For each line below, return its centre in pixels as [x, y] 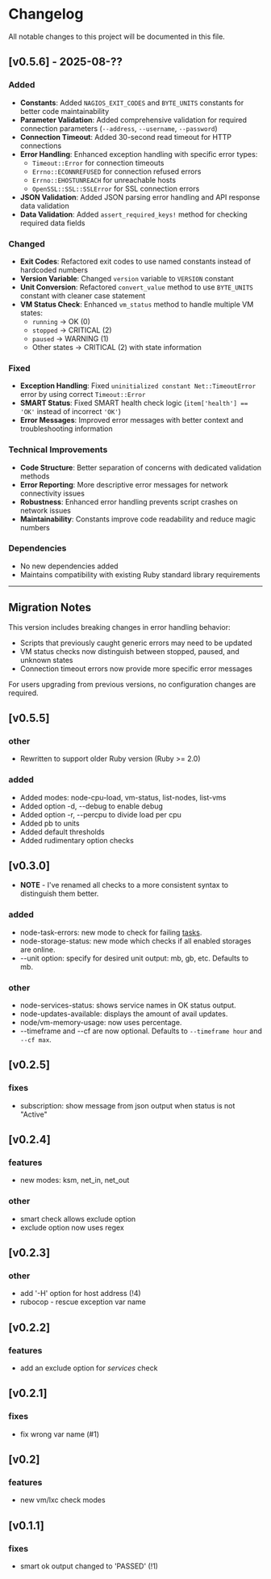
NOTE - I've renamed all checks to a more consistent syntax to [124, 885]
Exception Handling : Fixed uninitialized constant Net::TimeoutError [138, 386]
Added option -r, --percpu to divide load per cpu [100, 814]
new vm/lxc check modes [63, 1500]
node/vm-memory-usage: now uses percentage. [101, 1023]
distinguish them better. [59, 893]
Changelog [46, 14]
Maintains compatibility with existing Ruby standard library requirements [140, 574]
